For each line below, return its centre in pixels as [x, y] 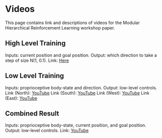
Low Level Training [34, 76]
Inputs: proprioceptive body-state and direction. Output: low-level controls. [81, 87]
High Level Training [35, 43]
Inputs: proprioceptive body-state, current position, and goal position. [76, 125]
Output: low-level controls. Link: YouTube [47, 131]
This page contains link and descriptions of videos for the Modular [73, 23]
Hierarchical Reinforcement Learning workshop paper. [60, 28]
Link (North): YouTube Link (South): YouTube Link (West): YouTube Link [77, 93]
